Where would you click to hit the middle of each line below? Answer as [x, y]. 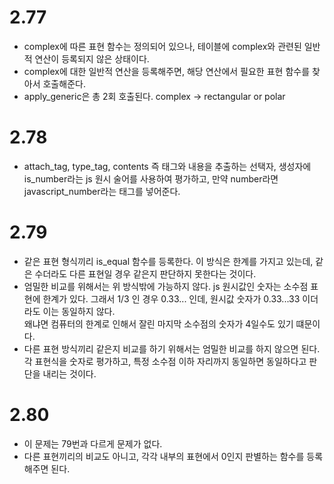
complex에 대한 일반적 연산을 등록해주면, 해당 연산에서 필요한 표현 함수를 [167, 71]
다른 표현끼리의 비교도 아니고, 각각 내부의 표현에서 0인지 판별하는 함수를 [164, 456]
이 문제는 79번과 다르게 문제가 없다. [93, 443]
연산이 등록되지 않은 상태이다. [92, 58]
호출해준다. [64, 83]
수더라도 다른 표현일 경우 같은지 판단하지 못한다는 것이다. [145, 273]
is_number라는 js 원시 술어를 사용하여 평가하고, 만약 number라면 [151, 178]
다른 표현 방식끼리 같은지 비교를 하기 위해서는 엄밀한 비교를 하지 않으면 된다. [172, 348]
